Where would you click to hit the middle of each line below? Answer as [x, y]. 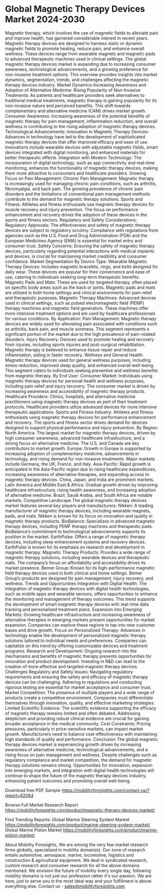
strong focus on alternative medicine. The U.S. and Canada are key [72, 443]
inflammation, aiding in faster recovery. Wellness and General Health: [74, 355]
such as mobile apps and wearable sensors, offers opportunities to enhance [81, 594]
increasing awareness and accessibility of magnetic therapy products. [75, 391]
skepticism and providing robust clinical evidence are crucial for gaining [77, 718]
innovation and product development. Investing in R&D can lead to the [75, 661]
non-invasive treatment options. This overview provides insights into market [81, 74]
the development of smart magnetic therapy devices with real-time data [77, 604]
